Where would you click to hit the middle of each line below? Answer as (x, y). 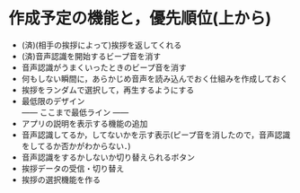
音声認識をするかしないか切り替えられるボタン (108, 157)
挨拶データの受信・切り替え (73, 168)
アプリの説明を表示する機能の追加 (84, 123)
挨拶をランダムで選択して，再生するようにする (108, 90)
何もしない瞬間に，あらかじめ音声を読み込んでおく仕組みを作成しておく (154, 78)
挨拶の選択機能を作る (61, 180)
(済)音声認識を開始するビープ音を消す (91, 56)
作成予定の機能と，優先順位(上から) (140, 18)
